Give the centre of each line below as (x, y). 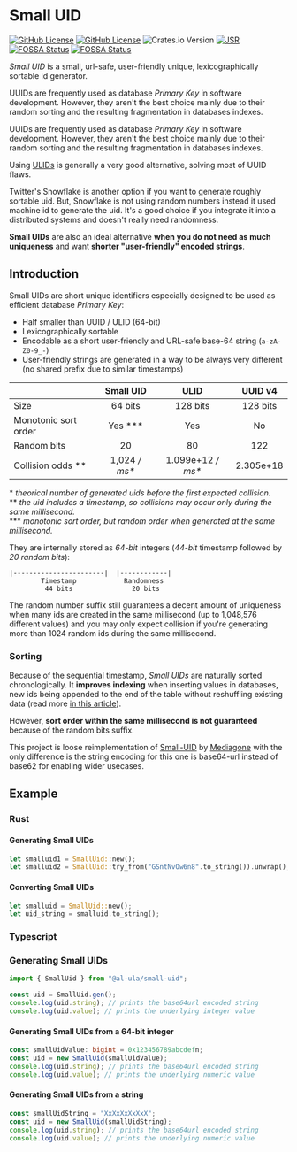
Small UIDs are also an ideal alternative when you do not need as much (140, 236)
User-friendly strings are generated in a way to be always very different (152, 359)
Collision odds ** (50, 465)
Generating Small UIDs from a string (76, 1094)
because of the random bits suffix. (72, 730)
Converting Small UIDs (52, 887)
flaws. (20, 174)
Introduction (44, 274)
